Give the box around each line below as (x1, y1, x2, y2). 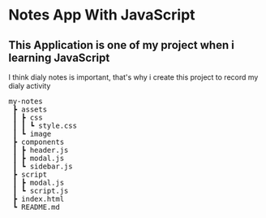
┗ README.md (12, 203, 61, 211)
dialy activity (8, 81, 51, 90)
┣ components (12, 137, 65, 146)
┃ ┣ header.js (12, 146, 69, 155)
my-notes (8, 97, 43, 106)
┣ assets (12, 105, 47, 114)
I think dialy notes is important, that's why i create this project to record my (8, 72, 259, 82)
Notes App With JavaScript (8, 6, 196, 24)
